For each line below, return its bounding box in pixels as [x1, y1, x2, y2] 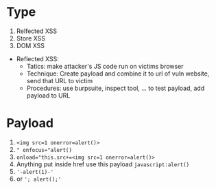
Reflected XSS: [16, 54, 60, 63]
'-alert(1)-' [16, 168, 54, 175]
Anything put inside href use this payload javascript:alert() [16, 159, 190, 168]
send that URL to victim [26, 76, 93, 85]
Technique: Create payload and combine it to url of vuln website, [26, 69, 210, 78]
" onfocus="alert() [16, 146, 73, 153]
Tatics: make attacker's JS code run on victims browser [26, 62, 184, 70]
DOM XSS [16, 41, 45, 49]
